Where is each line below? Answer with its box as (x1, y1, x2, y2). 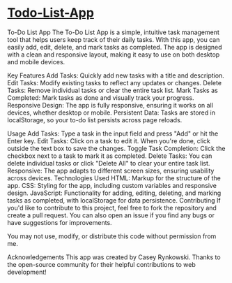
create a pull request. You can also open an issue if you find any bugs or (7, 211, 215, 219)
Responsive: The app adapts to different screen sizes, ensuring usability (7, 166, 215, 175)
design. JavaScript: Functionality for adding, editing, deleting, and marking (7, 189, 222, 197)
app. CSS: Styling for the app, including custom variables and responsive (7, 181, 217, 189)
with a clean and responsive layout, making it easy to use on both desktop (7, 50, 220, 59)
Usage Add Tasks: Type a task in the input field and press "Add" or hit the (7, 129, 219, 138)
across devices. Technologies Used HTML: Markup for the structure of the (7, 173, 221, 182)
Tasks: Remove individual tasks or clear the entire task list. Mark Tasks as (7, 86, 218, 94)
